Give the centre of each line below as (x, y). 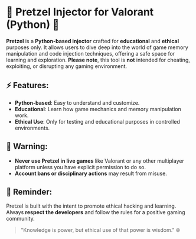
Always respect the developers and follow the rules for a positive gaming (96, 212)
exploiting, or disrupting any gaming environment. (67, 66)
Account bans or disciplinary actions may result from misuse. (91, 173)
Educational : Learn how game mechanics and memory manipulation (98, 109)
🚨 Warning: (27, 146)
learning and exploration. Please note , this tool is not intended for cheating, (98, 60)
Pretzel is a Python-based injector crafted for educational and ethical (92, 41)
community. (20, 219)
